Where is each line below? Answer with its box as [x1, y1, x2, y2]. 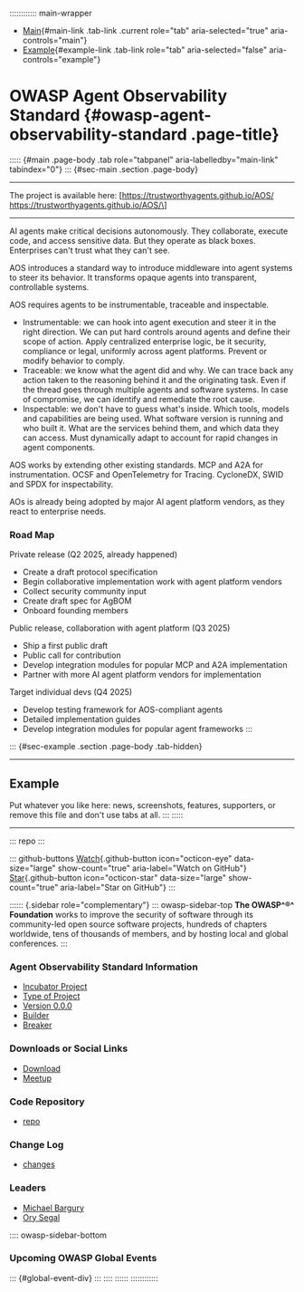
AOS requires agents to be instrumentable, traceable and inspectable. [9, 299, 270, 310]
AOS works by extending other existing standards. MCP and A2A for [9, 459, 264, 470]
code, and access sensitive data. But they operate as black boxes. [9, 235, 256, 246]
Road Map [9, 528, 55, 541]
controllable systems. [9, 281, 90, 293]
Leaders [9, 1181, 47, 1194]
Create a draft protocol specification [22, 566, 158, 578]
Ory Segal [22, 1211, 61, 1222]
